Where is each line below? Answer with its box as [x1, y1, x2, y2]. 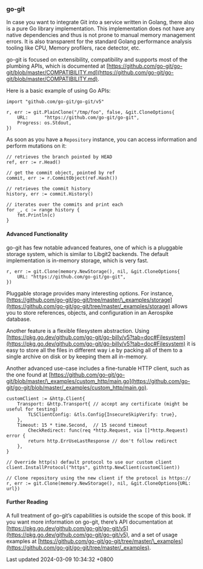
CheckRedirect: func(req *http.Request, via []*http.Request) [28, 427, 188, 433]
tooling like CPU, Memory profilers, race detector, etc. [6, 44, 141, 51]
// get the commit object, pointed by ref [6, 170, 115, 176]
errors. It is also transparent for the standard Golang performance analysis [6, 38, 192, 45]
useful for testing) [6, 406, 59, 412]
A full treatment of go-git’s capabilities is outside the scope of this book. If [6, 511, 191, 519]
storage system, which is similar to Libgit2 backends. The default [6, 250, 168, 257]
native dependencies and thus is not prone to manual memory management [6, 31, 196, 39]
